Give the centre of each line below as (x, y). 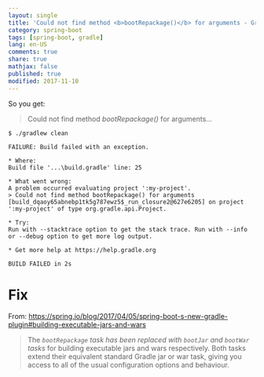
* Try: (19, 222)
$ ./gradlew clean (38, 133)
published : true (35, 74)
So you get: (27, 104)
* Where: (22, 161)
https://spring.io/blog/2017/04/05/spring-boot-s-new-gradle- (128, 317)
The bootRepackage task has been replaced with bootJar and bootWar (138, 340)
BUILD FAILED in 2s (40, 264)
